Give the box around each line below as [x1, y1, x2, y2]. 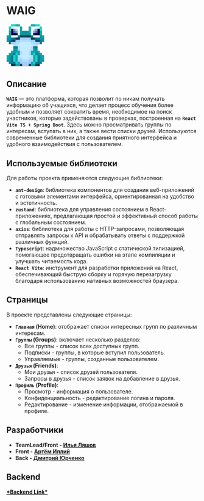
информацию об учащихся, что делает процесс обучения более [6, 101, 174, 109]
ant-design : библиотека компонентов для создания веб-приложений [15, 186, 195, 194]
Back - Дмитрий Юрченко [15, 454, 85, 461]
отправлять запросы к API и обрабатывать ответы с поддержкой [15, 232, 185, 239]
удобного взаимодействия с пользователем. [6, 141, 123, 148]
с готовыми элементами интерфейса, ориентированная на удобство [15, 193, 195, 200]
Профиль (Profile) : [15, 381, 59, 389]
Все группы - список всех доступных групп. [24, 342, 139, 349]
